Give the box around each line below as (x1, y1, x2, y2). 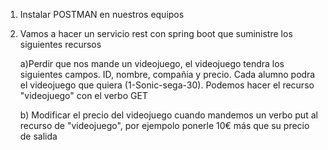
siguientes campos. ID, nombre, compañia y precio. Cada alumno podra (19, 69, 316, 80)
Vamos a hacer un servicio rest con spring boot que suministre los (19, 28, 293, 39)
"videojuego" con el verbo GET (19, 90, 148, 101)
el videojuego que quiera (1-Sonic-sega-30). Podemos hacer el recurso (19, 79, 315, 91)
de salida (19, 130, 58, 142)
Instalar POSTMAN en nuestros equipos (19, 9, 185, 20)
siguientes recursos (19, 39, 102, 50)
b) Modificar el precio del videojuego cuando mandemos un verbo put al (19, 109, 318, 121)
